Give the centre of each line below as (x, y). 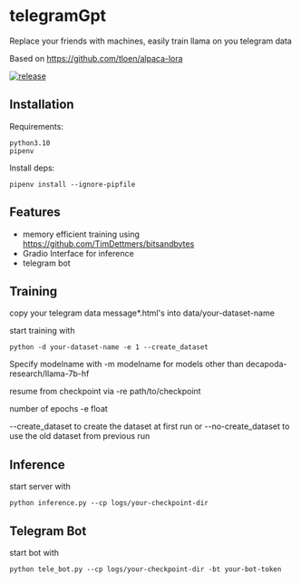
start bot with (34, 553)
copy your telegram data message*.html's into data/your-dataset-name (142, 313)
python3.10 (30, 143)
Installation (42, 105)
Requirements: (36, 126)
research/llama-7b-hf (49, 374)
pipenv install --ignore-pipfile (73, 184)
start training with (42, 331)
